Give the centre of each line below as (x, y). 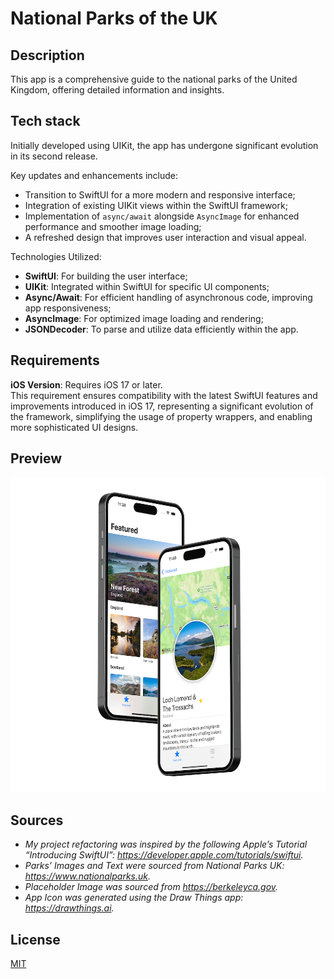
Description (47, 55)
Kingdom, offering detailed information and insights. (117, 90)
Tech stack (45, 121)
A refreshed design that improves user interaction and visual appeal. (165, 237)
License (35, 939)
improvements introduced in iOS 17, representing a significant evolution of (162, 406)
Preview (36, 458)
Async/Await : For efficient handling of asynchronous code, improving (168, 297)
